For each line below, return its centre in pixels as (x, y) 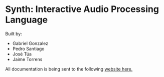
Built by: (14, 33)
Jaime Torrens (27, 59)
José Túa (22, 54)
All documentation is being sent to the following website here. (69, 69)
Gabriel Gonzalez (30, 43)
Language (27, 20)
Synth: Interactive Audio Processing (82, 9)
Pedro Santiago (28, 48)
